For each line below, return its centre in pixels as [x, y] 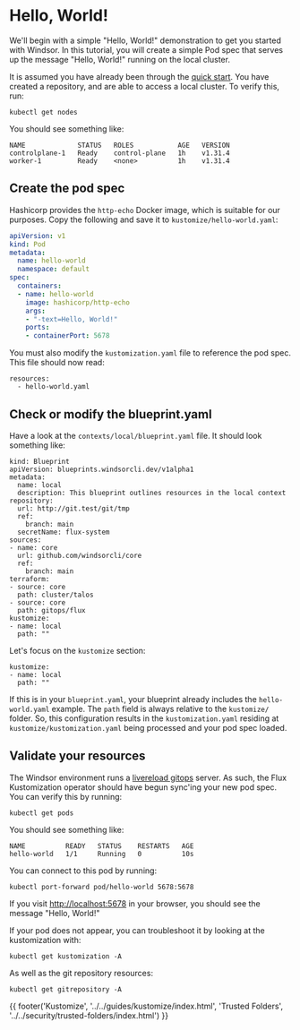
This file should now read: [57, 363]
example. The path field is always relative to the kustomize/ [160, 708]
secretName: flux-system [64, 532]
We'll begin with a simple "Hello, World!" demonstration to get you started [146, 40]
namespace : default [54, 270]
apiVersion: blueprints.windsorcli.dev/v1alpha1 [102, 469]
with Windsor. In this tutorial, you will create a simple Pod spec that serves [146, 49]
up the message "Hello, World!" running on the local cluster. [120, 59]
